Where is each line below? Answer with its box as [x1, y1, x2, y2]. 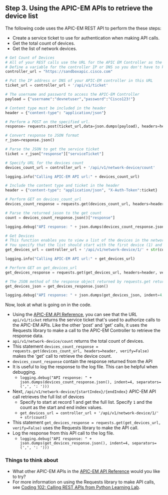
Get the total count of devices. [12, 40, 75, 46]
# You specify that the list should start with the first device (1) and [5, 242, 162, 248]
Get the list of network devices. [12, 45, 77, 52]
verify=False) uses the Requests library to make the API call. [12, 425, 139, 431]
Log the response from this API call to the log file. [12, 430, 114, 436]
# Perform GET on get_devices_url [5, 265, 77, 270]
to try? [12, 473, 26, 479]
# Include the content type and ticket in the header [5, 183, 120, 188]
